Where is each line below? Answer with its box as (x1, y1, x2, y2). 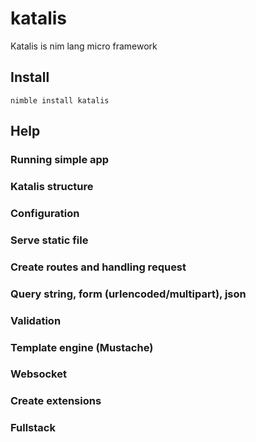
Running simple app (10, 153, 110, 167)
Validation (10, 313, 62, 327)
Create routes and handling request (10, 260, 187, 274)
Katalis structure (10, 179, 94, 193)
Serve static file (10, 233, 89, 247)
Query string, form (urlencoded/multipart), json (10, 287, 247, 301)
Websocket (10, 367, 67, 381)
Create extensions (10, 394, 102, 408)
